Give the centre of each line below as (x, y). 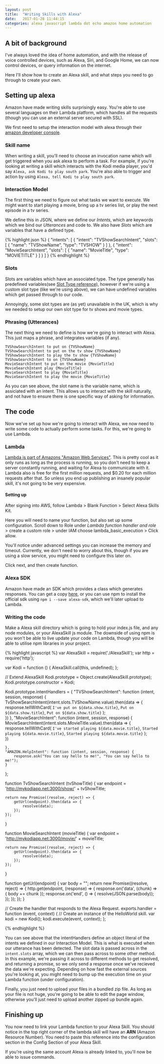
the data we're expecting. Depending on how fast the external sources (76, 969)
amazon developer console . (33, 132)
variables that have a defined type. (40, 230)
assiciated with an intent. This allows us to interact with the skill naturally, (79, 391)
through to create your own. (33, 80)
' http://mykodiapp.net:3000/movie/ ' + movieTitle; (55, 838)
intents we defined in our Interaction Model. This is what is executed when (80, 943)
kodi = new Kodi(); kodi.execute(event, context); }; (56, 919)
